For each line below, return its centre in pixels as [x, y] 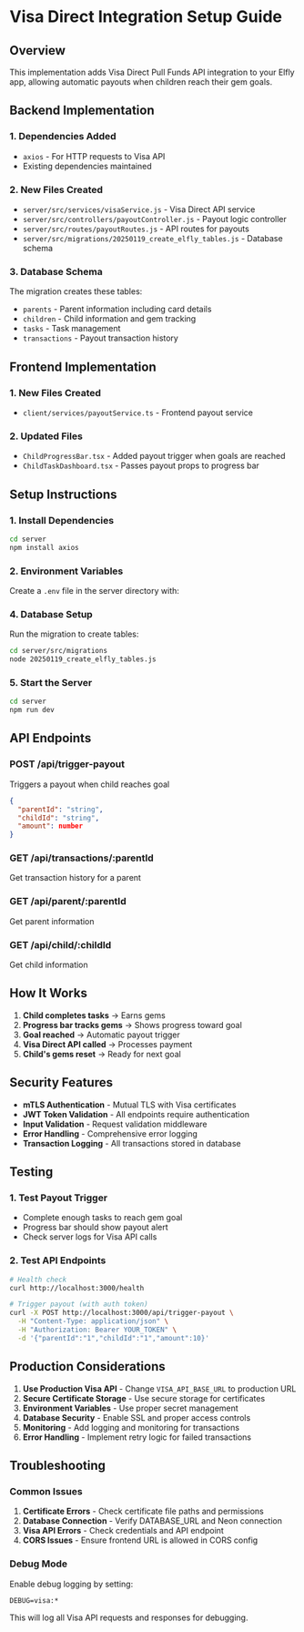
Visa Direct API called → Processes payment [107, 1044]
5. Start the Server [51, 682]
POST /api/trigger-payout [67, 764]
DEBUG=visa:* [34, 1600]
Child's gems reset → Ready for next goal [102, 1054]
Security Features [61, 1082]
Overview [38, 51]
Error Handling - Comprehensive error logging [110, 1133]
